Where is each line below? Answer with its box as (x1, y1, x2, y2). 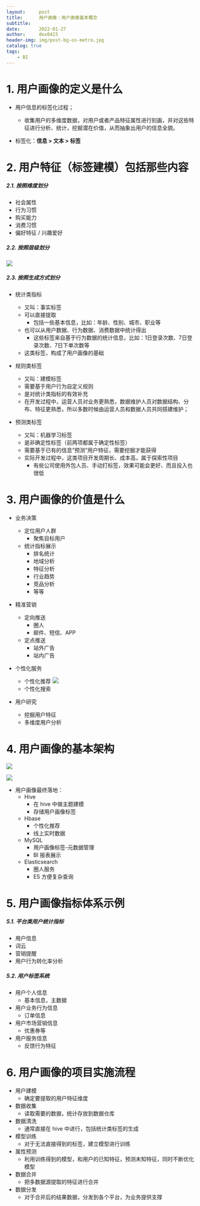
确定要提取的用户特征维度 (24, 1094, 88, 1101)
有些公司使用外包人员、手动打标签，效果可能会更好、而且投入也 (33, 462, 193, 469)
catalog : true (6, 43, 42, 49)
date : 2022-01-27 (6, 26, 67, 32)
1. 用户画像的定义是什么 (6, 82, 123, 96)
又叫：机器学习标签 (24, 431, 73, 438)
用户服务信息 (15, 1034, 47, 1042)
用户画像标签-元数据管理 (33, 844, 95, 851)
